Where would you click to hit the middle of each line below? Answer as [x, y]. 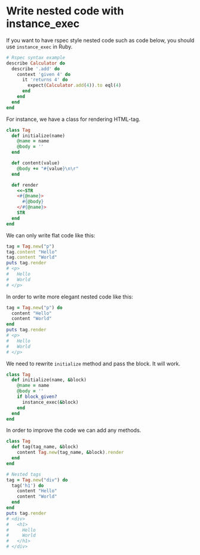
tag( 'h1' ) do [28, 486]
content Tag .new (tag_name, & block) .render [70, 453]
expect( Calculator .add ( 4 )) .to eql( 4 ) [74, 86]
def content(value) [36, 163]
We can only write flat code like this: [51, 235]
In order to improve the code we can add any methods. [74, 430]
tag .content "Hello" [32, 252]
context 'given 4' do [44, 74]
